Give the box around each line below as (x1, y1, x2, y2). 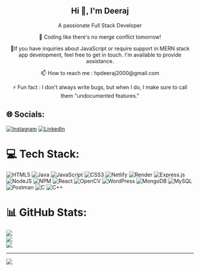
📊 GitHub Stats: (6, 205, 87, 219)
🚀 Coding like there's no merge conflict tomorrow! (39, 33, 161, 41)
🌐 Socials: (6, 110, 45, 120)
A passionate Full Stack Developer (58, 21, 142, 29)
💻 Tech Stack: (6, 147, 80, 161)
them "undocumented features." (60, 92, 140, 99)
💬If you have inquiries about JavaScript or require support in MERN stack (10, 45, 190, 52)
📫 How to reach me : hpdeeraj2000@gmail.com (40, 69, 160, 76)
